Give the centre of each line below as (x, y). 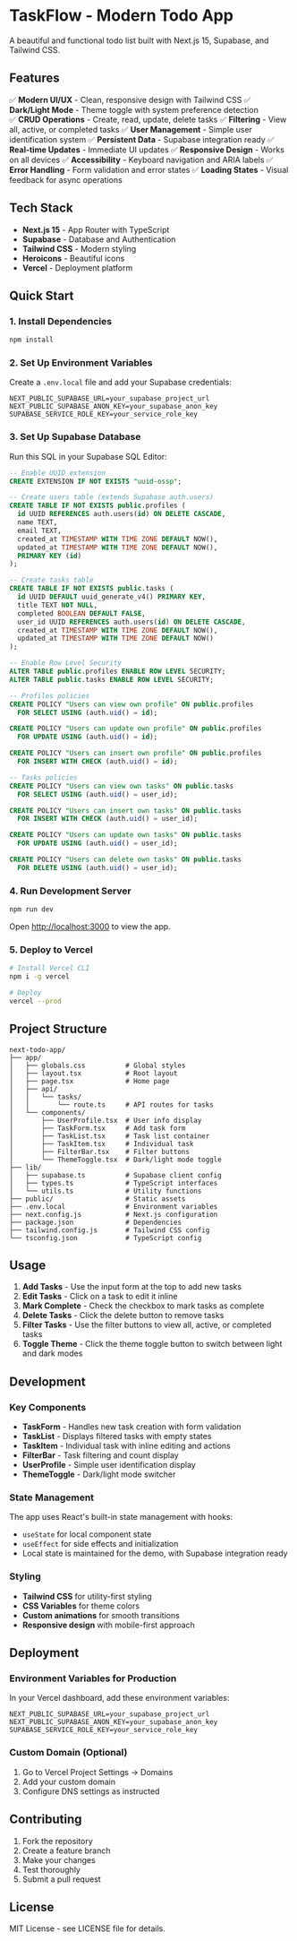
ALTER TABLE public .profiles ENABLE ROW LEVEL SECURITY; (118, 672)
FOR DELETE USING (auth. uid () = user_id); (98, 867)
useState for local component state (87, 1534)
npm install (31, 340)
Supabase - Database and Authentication (99, 239)
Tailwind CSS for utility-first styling (87, 1596)
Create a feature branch (66, 1850)
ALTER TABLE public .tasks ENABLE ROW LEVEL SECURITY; (112, 679)
